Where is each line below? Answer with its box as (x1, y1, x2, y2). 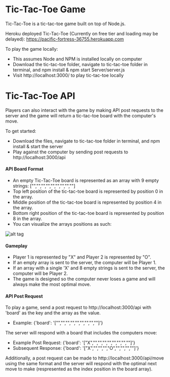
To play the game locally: (5, 46, 58, 52)
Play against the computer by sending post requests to (12, 149, 129, 155)
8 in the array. (12, 215, 42, 222)
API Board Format (5, 166, 44, 172)
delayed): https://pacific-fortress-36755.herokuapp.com (5, 36, 124, 42)
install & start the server (12, 143, 63, 149)
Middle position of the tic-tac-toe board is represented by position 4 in (12, 199, 162, 206)
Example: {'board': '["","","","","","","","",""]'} (12, 320, 103, 326)
